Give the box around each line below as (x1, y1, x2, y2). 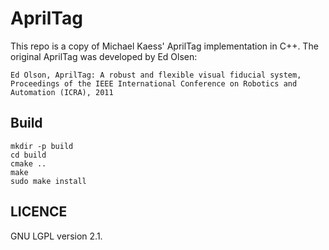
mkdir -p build (10, 141, 74, 151)
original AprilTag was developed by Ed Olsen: (10, 50, 198, 62)
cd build (10, 150, 47, 160)
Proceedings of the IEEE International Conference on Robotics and (10, 78, 298, 89)
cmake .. (10, 158, 47, 169)
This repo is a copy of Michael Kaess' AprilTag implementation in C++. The (10, 40, 319, 52)
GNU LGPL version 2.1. (10, 230, 103, 242)
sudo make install (10, 176, 87, 186)
